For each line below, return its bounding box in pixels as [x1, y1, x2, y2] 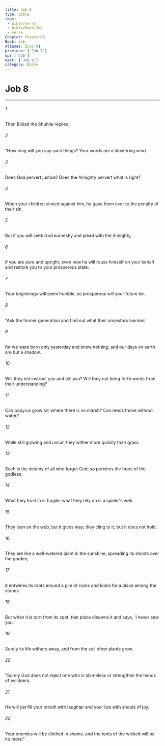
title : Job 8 [5, 7, 32, 12]
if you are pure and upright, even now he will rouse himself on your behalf [5, 259, 155, 265]
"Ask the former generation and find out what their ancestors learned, [5, 317, 146, 323]
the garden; [5, 556, 28, 562]
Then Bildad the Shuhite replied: [5, 121, 70, 127]
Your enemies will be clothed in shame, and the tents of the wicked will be [5, 731, 155, 737]
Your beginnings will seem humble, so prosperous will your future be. [5, 291, 145, 297]
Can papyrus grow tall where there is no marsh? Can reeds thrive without [5, 407, 153, 414]
